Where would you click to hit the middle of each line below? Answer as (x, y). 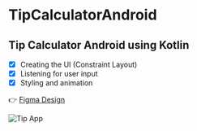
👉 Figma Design (37, 100)
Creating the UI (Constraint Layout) (79, 64)
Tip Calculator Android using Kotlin (99, 45)
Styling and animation (56, 83)
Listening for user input (59, 74)
